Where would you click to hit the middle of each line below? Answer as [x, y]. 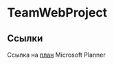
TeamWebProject [57, 13]
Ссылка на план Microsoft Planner [56, 55]
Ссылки [25, 38]
